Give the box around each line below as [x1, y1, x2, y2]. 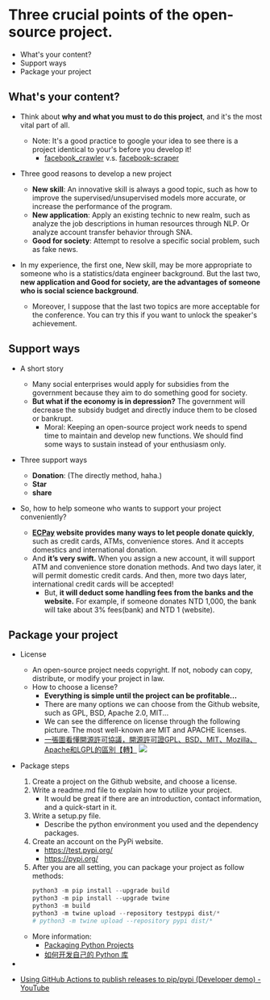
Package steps [19, 761, 70, 771]
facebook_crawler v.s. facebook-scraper [44, 153, 180, 162]
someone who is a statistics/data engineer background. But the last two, [19, 268, 260, 278]
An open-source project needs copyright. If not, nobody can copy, [31, 665, 253, 675]
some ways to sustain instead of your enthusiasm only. [44, 439, 227, 449]
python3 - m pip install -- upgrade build [31, 887, 170, 895]
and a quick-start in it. [44, 802, 118, 813]
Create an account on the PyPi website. [31, 837, 164, 847]
